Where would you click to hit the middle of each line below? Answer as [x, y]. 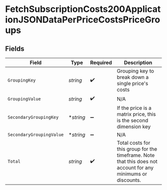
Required [101, 62]
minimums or [132, 174]
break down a [133, 77]
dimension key [133, 127]
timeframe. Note [136, 155]
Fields [15, 48]
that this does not [137, 161]
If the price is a [134, 108]
